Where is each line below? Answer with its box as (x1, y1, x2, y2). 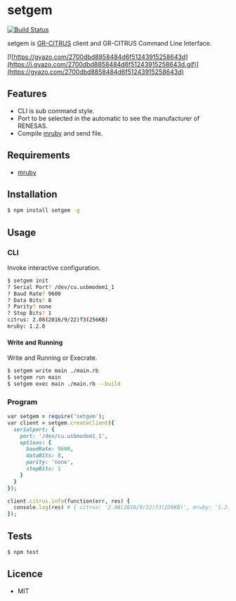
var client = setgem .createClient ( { (7, 419, 114, 427)
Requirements (7, 150, 70, 162)
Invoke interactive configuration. (7, 263, 101, 272)
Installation (7, 188, 58, 200)
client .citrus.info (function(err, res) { (7, 498, 131, 505)
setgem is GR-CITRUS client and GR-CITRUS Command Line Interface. (7, 39, 212, 47)
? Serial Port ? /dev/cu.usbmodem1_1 (7, 283, 114, 290)
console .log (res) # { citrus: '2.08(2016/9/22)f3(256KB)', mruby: (13, 504, 212, 511)
